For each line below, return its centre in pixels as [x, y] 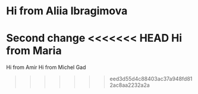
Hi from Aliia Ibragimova [67, 11]
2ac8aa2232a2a [130, 85]
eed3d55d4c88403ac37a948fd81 [151, 79]
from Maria [34, 51]
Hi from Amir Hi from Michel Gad [46, 67]
